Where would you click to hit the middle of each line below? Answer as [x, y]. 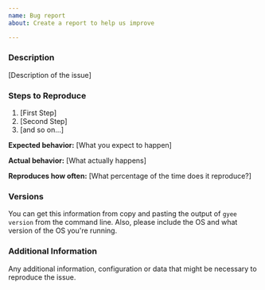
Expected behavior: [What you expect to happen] [90, 145]
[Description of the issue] [50, 75]
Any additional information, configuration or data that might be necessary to [132, 269]
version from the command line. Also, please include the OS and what [123, 222]
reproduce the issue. [42, 277]
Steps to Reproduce [47, 95]
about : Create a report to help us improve [82, 23]
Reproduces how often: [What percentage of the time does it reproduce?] [130, 176]
